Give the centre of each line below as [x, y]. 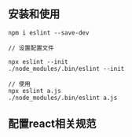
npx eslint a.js [35, 91]
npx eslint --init [38, 61]
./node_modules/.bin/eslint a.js [63, 98]
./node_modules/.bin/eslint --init [66, 68]
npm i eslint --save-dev [49, 33]
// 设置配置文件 [31, 48]
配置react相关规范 [52, 124]
